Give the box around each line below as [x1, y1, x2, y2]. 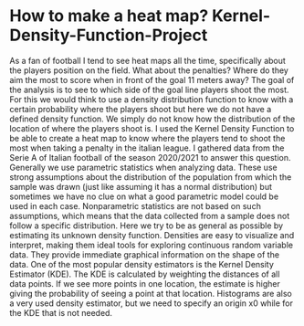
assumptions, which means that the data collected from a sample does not [9, 210, 290, 221]
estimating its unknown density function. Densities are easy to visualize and [9, 229, 295, 240]
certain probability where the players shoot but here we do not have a [9, 103, 272, 114]
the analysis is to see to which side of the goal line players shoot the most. [9, 84, 289, 95]
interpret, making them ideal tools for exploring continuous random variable [9, 239, 294, 250]
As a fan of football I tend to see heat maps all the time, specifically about [9, 55, 286, 66]
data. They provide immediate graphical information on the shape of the [9, 248, 280, 260]
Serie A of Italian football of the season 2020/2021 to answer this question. [9, 152, 291, 163]
